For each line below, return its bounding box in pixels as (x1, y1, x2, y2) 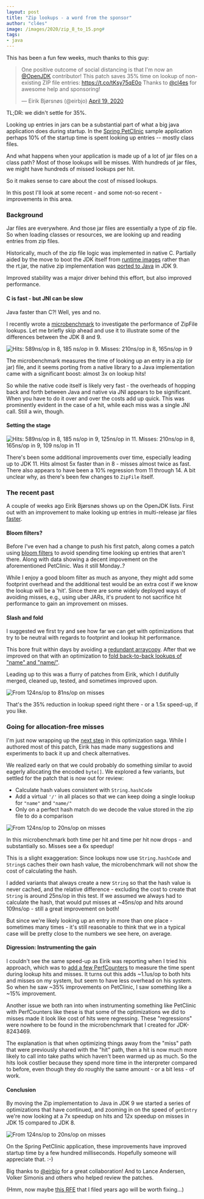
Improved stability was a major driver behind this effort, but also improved (6, 274, 192, 282)
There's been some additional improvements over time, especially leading (6, 453, 192, 461)
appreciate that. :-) (6, 1156, 54, 1163)
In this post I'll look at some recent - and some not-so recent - (6, 189, 163, 196)
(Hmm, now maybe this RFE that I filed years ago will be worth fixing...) (6, 1186, 185, 1193)
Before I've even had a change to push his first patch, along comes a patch (6, 543, 195, 550)
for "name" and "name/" (15, 799, 72, 807)
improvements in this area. (6, 196, 73, 202)
